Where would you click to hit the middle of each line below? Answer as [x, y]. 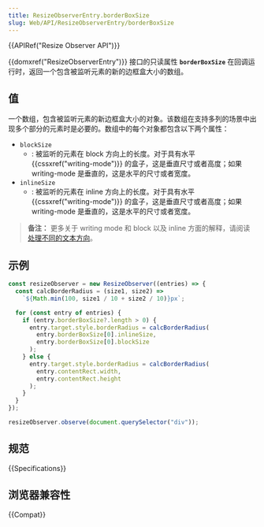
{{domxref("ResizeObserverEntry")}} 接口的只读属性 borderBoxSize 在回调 [128, 61]
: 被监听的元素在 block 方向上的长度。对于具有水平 [113, 154]
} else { [37, 357]
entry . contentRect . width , [79, 371]
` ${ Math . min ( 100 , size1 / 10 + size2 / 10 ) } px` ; [104, 299]
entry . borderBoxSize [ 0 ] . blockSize [93, 342]
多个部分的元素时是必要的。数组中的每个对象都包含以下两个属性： [122, 129]
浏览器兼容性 [39, 495]
